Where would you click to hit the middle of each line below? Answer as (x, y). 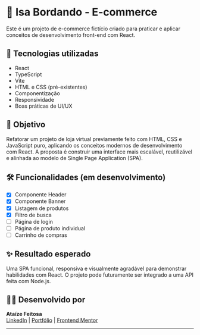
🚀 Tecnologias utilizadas (52, 54)
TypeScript (28, 74)
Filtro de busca (33, 215)
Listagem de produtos (42, 208)
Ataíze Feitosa (24, 314)
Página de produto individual (50, 228)
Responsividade (35, 99)
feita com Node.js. (29, 281)
